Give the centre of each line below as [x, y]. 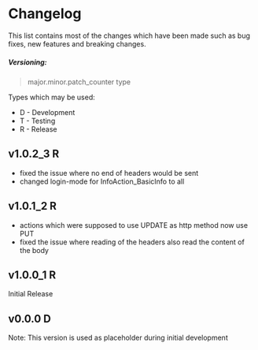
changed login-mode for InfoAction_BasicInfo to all [102, 181]
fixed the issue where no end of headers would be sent [109, 173]
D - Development [47, 112]
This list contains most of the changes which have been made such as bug [129, 35]
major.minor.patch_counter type [79, 82]
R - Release [38, 129]
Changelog [45, 14]
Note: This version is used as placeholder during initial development [118, 338]
